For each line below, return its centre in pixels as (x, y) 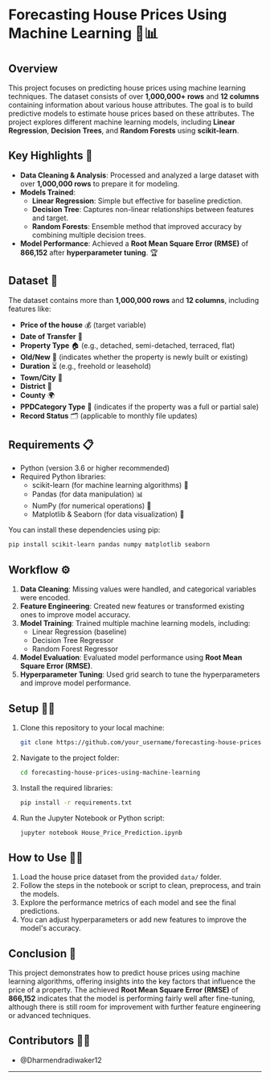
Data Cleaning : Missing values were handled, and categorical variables (138, 589)
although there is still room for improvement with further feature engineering (135, 1007)
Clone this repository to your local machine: (92, 727)
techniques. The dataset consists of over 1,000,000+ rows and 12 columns (134, 96)
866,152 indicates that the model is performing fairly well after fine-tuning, (132, 999)
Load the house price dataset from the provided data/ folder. (121, 877)
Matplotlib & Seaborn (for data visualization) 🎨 (108, 514)
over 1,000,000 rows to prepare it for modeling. (100, 183)
